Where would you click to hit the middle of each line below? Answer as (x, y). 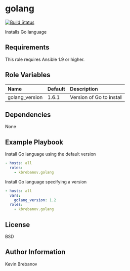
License (18, 225)
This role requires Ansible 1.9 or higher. (45, 59)
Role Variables (28, 75)
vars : (15, 195)
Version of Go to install (96, 97)
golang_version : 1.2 (35, 200)
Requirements (27, 47)
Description (84, 89)
